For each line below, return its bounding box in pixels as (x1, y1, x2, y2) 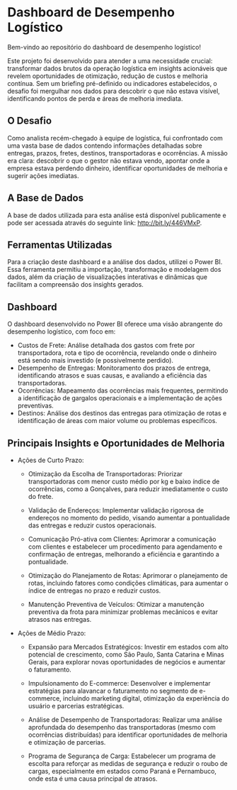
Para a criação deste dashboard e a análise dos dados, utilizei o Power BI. (7, 258, 223, 266)
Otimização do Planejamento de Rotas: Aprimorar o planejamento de (28, 571, 228, 579)
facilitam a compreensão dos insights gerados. (7, 280, 144, 289)
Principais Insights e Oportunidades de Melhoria (7, 437, 225, 449)
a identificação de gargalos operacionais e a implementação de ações (17, 394, 223, 402)
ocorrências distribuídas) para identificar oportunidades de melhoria (28, 730, 228, 739)
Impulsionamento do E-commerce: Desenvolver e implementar (28, 679, 211, 687)
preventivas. (17, 402, 54, 410)
